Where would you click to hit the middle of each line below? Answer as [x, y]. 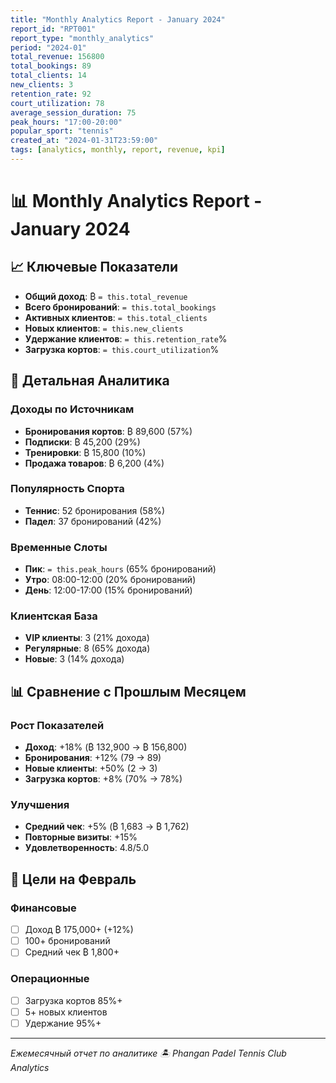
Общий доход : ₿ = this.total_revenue [106, 296]
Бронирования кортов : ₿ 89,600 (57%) [108, 431]
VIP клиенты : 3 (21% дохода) [87, 638]
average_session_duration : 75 [73, 112]
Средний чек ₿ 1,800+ [72, 952]
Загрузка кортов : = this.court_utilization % [122, 349]
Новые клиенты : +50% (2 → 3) [91, 768]
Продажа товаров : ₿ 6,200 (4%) [94, 463]
